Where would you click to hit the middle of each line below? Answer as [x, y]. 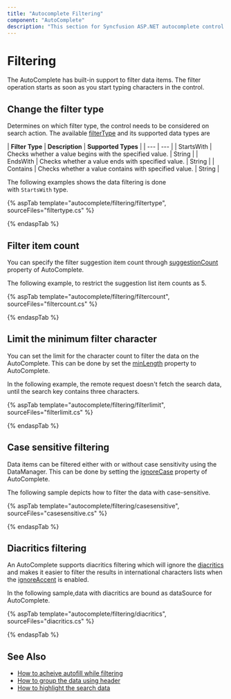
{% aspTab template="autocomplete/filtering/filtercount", [89, 296]
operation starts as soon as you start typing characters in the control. [106, 87]
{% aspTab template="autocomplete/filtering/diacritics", [87, 614]
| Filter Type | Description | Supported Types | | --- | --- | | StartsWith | [110, 147]
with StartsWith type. [38, 190]
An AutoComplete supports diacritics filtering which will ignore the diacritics [115, 565]
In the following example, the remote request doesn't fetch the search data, [114, 384]
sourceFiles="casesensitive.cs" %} [57, 513]
